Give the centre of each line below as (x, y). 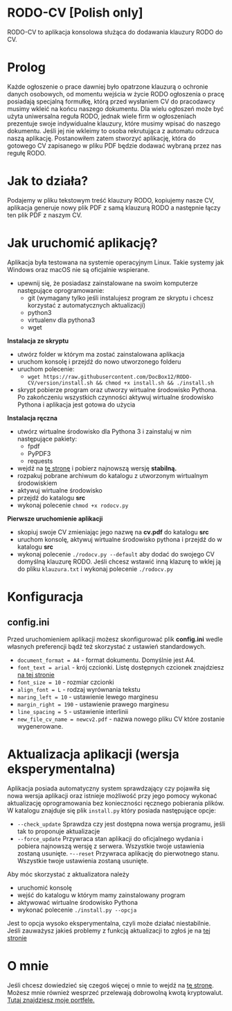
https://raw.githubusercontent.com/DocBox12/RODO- (118, 377)
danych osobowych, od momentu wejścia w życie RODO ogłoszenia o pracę (116, 94)
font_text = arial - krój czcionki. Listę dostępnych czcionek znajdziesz (121, 667)
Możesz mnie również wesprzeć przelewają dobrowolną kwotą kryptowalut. (115, 992)
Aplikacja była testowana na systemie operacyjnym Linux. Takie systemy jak (116, 262)
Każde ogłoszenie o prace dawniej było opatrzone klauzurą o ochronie (108, 86)
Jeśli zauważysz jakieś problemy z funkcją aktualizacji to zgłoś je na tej (109, 931)
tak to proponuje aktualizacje (59, 831)
